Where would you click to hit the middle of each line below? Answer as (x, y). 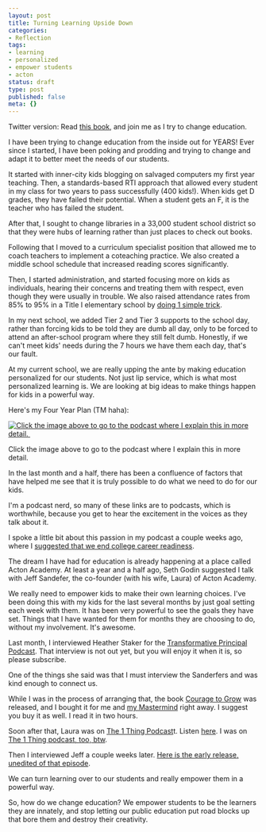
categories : (28, 30)
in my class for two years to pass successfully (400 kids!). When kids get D (131, 191)
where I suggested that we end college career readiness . (101, 546)
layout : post (30, 15)
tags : (17, 45)
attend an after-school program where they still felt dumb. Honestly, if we (128, 337)
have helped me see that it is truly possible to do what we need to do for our (133, 482)
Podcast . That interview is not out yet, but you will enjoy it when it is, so (125, 651)
